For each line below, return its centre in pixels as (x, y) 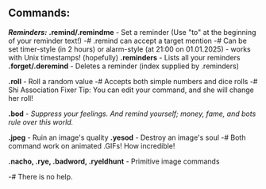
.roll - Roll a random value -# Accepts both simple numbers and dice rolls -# (133, 81)
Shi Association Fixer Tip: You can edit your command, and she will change (131, 90)
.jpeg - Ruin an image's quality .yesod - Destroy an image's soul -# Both (127, 137)
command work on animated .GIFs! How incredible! (92, 145)
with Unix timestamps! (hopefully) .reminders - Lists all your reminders (124, 57)
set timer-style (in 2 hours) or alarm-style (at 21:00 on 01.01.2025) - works (130, 49)
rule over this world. (41, 121)
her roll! (21, 98)
